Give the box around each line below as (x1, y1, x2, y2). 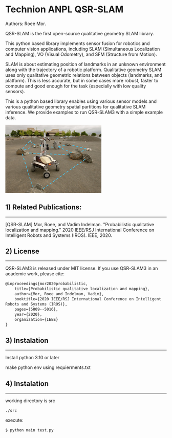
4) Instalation (5, 379, 49, 388)
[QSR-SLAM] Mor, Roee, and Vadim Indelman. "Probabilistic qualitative (5, 221, 155, 227)
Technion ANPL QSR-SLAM (5, 4, 124, 15)
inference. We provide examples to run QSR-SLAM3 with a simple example (5, 109, 163, 115)
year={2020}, (14, 312, 42, 317)
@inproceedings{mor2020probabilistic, (5, 281, 88, 287)
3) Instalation (5, 336, 49, 345)
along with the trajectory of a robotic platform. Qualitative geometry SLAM (5, 67, 162, 73)
